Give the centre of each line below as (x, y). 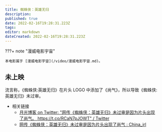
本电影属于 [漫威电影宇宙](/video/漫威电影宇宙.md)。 (54, 61)
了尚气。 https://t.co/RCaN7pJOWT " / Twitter (64, 118)
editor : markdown (22, 32)
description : (18, 14)
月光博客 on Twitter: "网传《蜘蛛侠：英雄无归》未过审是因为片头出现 (87, 112)
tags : (10, 28)
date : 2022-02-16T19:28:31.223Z (37, 23)
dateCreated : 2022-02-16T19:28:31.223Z (45, 37)
